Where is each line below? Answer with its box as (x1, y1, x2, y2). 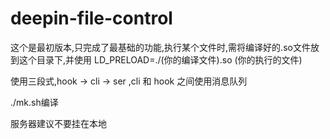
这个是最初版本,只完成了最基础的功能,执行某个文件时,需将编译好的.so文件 (10, 41, 311, 53)
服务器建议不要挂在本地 (10, 117, 107, 129)
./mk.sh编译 (10, 96, 59, 108)
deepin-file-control (10, 7, 173, 30)
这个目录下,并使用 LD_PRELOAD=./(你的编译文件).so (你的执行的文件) (18, 53, 303, 66)
